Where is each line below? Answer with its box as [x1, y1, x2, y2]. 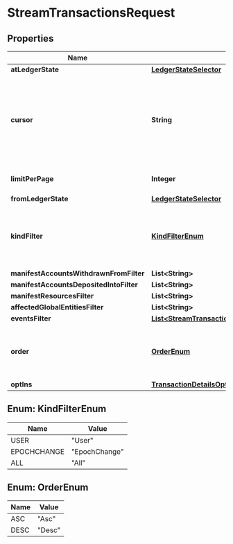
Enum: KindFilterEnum [7, 403, 107, 415]
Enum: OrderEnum [7, 482, 89, 493]
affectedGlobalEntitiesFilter [10, 303, 104, 312]
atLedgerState [10, 65, 59, 74]
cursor [10, 115, 33, 124]
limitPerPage [10, 174, 54, 183]
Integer [151, 174, 176, 183]
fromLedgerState [10, 194, 69, 203]
